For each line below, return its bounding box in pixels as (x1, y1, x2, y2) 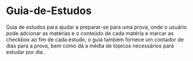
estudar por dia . (6, 48, 46, 55)
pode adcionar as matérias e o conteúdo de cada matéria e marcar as (6, 29, 174, 36)
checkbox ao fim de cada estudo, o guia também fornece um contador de (6, 36, 184, 43)
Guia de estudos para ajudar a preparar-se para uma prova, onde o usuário (6, 23, 187, 30)
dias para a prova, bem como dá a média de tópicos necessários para (6, 42, 174, 49)
